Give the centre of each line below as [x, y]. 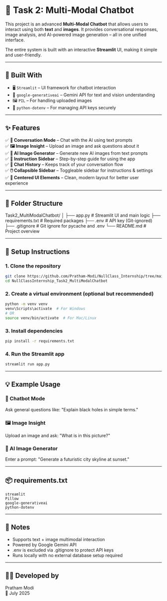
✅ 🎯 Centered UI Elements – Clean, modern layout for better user [72, 177]
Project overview [22, 231]
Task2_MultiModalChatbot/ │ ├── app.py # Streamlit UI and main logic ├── [83, 215]
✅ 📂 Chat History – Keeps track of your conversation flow [64, 164]
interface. [15, 40]
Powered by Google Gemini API [44, 545]
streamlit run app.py [28, 364]
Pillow [12, 499]
